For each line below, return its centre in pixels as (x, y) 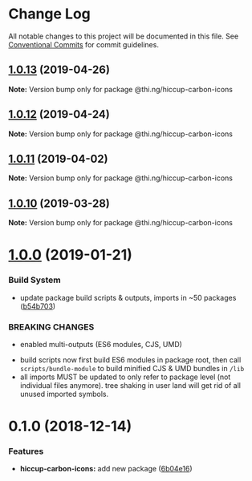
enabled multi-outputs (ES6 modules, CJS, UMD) (101, 344)
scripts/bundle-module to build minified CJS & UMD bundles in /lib (132, 368)
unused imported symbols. (64, 394)
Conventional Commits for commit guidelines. (83, 44)
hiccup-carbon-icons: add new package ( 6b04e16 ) (106, 469)
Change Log (49, 14)
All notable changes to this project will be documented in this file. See (124, 36)
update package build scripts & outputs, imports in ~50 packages (128, 297)
